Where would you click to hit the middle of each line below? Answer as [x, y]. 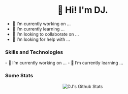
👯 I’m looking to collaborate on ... [46, 34]
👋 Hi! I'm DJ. [83, 10]
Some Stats [19, 76]
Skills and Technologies [34, 52]
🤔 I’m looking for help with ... [41, 39]
